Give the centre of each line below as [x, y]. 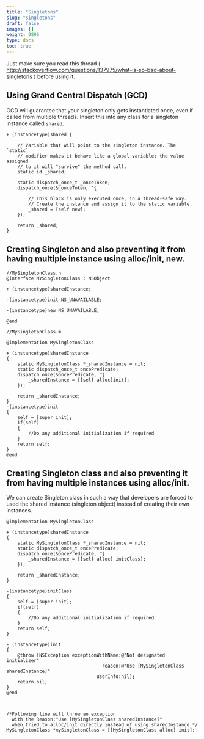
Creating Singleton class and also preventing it [97, 473]
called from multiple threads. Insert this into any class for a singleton [93, 117]
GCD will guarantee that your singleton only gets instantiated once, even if [100, 110]
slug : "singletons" [31, 18]
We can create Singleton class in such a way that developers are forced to [100, 498]
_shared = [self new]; [57, 209]
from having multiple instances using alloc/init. [98, 483]
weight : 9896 [23, 35]
